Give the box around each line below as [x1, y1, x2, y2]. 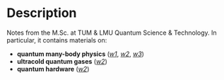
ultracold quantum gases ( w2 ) [16, 57, 107, 65]
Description [6, 5, 77, 21]
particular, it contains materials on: [6, 35, 107, 44]
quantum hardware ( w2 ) [16, 64, 90, 73]
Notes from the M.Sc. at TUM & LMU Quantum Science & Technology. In [6, 28, 217, 37]
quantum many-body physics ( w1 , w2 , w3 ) [16, 50, 144, 58]
